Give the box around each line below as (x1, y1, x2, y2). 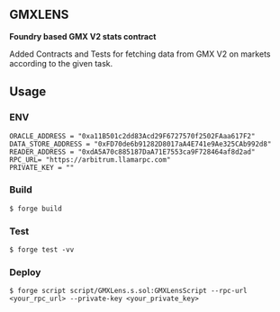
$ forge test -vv (9, 245, 75, 254)
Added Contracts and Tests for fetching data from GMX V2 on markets (9, 49, 271, 59)
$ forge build (9, 204, 63, 213)
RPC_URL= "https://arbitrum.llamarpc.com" (9, 155, 171, 165)
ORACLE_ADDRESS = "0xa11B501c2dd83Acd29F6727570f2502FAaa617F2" (9, 131, 256, 140)
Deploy (9, 266, 41, 279)
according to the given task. (9, 58, 113, 68)
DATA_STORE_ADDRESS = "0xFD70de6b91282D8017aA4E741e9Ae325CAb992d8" (9, 139, 272, 148)
